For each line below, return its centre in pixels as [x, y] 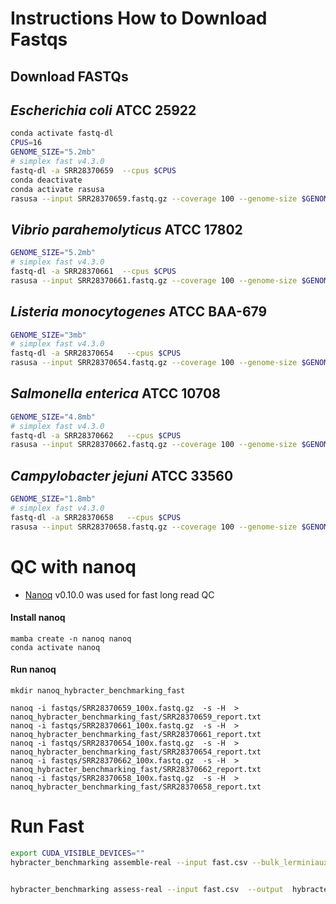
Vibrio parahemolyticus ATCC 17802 [126, 229]
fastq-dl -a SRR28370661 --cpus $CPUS [93, 271]
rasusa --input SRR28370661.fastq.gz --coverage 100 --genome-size [154, 280]
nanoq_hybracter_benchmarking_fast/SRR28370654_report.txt [136, 752]
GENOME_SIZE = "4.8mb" [53, 417]
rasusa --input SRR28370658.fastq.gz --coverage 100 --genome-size [154, 527]
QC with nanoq [73, 566]
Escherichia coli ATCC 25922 [103, 110]
